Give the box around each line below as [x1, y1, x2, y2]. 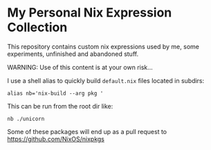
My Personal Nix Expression [7, 5, 172, 21]
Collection [7, 19, 68, 35]
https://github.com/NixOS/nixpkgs [7, 135, 105, 143]
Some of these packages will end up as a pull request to [7, 127, 167, 135]
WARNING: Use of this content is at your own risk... [7, 63, 154, 71]
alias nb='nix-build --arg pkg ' [7, 90, 104, 97]
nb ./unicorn [7, 115, 45, 122]
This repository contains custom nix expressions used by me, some [7, 42, 199, 50]
